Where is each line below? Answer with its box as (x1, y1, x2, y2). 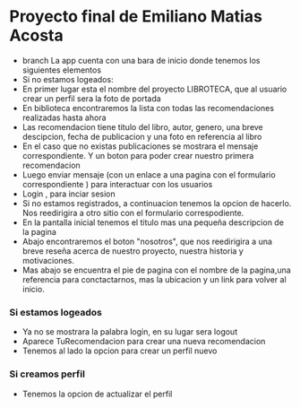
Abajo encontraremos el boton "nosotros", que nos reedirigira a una (21, 236, 273, 247)
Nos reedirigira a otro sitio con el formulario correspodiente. (21, 207, 244, 218)
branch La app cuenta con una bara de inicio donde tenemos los (21, 55, 261, 65)
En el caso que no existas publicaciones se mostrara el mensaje (21, 141, 259, 152)
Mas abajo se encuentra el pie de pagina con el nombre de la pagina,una (21, 265, 291, 275)
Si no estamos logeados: (21, 74, 114, 84)
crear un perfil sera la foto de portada (21, 92, 161, 104)
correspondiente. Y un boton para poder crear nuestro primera (21, 150, 254, 161)
